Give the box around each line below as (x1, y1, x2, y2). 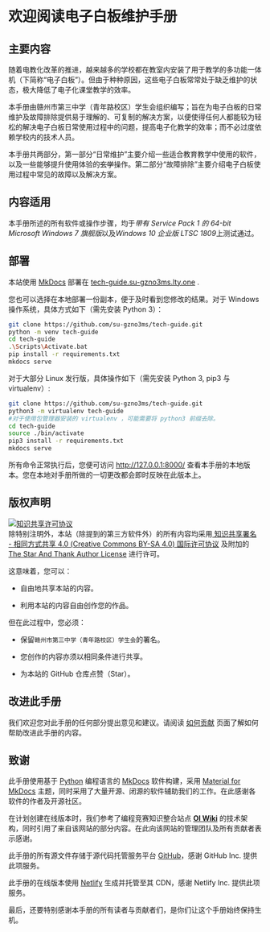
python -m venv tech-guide (8, 328, 99, 336)
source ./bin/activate (8, 429, 84, 437)
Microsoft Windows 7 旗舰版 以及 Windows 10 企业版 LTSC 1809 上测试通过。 (8, 228, 259, 238)
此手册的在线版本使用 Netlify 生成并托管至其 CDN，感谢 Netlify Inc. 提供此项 (8, 878, 260, 888)
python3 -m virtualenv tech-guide (8, 407, 125, 415)
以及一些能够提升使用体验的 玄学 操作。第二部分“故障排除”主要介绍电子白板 (8, 159, 255, 169)
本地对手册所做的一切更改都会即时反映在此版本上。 (35, 470, 206, 479)
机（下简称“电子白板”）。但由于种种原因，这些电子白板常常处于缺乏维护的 (8, 75, 251, 85)
